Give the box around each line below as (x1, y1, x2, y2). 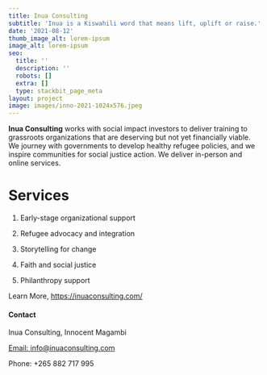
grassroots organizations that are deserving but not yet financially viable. (8, 132, 252, 142)
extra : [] (15, 79, 48, 87)
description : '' (15, 65, 70, 73)
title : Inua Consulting (8, 11, 89, 20)
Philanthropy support (19, 276, 90, 285)
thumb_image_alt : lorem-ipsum (8, 34, 111, 43)
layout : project (8, 94, 63, 102)
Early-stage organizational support (19, 213, 136, 223)
